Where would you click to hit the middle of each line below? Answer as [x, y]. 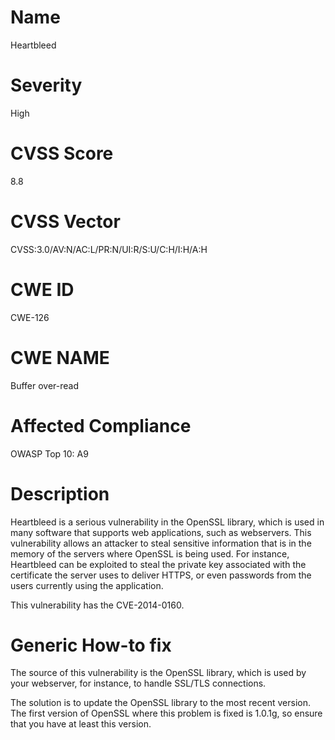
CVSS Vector [65, 222]
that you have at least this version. [81, 724]
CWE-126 [30, 317]
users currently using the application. [87, 585]
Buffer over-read [45, 385]
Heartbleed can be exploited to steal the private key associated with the [158, 564]
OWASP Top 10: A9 [49, 453]
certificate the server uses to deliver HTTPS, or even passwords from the [161, 575]
